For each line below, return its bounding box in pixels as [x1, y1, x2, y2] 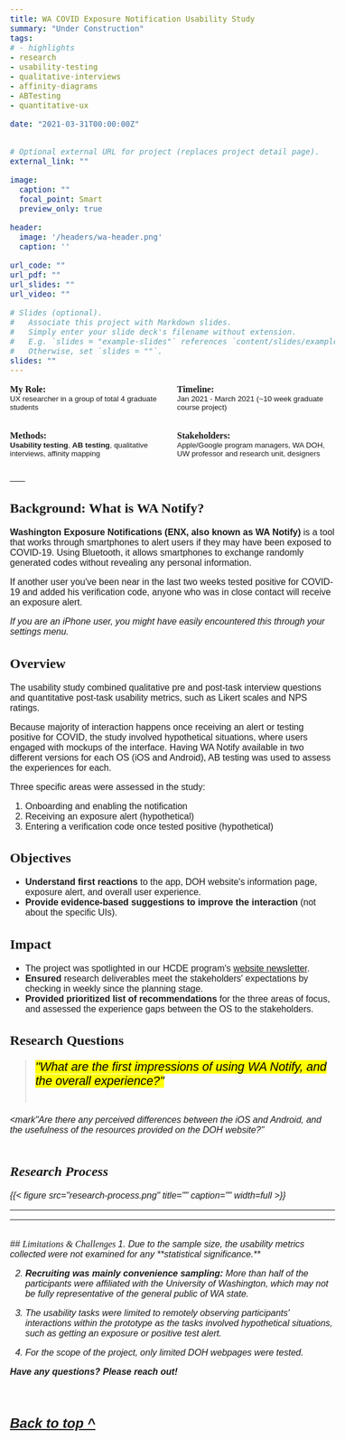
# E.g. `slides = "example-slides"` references [10, 336, 228, 346]
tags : [10, 33, 33, 43]
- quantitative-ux [10, 99, 89, 110]
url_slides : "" [10, 279, 75, 289]
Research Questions [10, 1032, 125, 1049]
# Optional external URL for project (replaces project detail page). [10, 146, 321, 156]
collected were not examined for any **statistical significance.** [10, 1249, 261, 1260]
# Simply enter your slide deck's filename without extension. [10, 326, 297, 337]
